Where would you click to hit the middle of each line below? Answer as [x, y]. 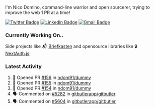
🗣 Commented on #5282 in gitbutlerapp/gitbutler [64, 93]
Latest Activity [23, 66]
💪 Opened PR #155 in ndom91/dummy [52, 82]
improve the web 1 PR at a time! [38, 12]
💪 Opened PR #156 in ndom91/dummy [52, 77]
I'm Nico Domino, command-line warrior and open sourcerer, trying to [77, 7]
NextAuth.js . [18, 53]
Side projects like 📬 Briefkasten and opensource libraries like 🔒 [71, 46]
